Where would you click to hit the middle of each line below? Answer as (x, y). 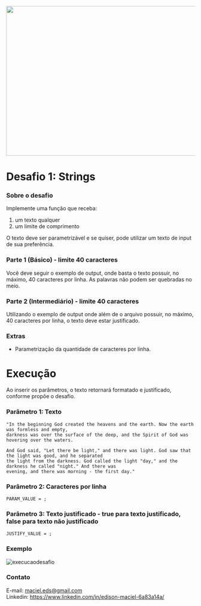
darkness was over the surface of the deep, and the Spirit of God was (97, 435)
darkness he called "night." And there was (61, 466)
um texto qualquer (37, 220)
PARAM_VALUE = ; (26, 499)
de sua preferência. (30, 244)
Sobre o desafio (30, 196)
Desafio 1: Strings (51, 177)
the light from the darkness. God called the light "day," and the (92, 461)
